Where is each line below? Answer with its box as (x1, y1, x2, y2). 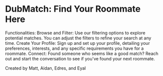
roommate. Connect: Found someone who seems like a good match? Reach (5, 50, 159, 57)
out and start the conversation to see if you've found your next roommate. (5, 56, 155, 61)
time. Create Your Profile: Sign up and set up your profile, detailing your (5, 40, 150, 46)
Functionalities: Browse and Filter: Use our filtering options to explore (5, 30, 146, 36)
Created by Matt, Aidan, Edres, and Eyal (5, 65, 86, 71)
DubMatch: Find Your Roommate (5, 3, 141, 15)
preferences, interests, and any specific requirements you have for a (5, 45, 144, 51)
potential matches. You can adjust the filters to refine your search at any (5, 35, 152, 41)
